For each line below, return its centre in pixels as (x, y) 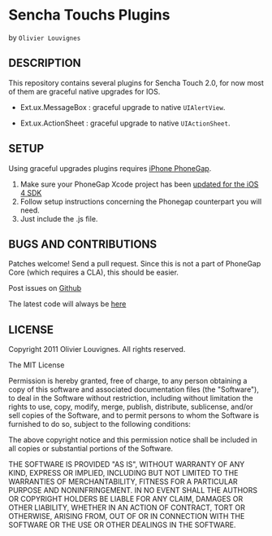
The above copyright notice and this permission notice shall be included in (133, 440)
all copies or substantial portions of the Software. (91, 449)
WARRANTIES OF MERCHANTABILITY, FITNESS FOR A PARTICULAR (123, 481)
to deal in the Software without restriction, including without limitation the (131, 398)
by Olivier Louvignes (45, 37)
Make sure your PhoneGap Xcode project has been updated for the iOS (139, 184)
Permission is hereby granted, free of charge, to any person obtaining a (128, 381)
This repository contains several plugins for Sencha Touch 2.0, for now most (136, 82)
